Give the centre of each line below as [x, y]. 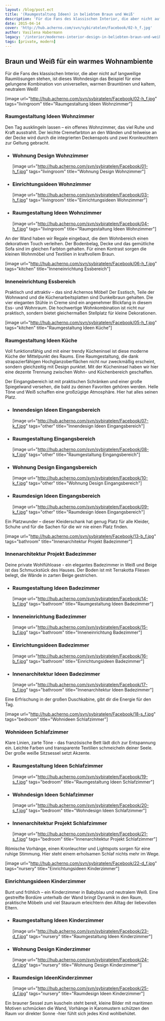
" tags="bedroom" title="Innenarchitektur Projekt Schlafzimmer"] [91, 839]
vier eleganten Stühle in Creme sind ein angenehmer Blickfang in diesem [79, 303]
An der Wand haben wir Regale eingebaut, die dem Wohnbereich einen [77, 238]
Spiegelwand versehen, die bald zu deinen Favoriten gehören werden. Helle [82, 387]
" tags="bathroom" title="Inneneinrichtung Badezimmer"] [84, 632]
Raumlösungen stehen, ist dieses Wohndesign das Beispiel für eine [73, 79]
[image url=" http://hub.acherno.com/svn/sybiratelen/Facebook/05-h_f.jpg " [81, 323]
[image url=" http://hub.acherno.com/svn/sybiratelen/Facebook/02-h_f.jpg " [81, 98]
